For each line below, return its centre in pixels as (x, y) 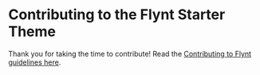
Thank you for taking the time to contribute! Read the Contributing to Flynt (130, 53)
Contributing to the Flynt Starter (117, 15)
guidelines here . (35, 62)
